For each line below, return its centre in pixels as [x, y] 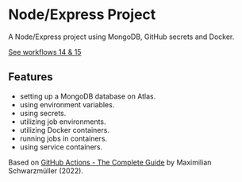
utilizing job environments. [63, 122]
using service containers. [61, 147]
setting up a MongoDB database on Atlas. [88, 96]
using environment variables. [67, 104]
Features [31, 77]
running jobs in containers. [63, 138]
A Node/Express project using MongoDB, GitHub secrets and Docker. [121, 37]
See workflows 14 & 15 [45, 52]
